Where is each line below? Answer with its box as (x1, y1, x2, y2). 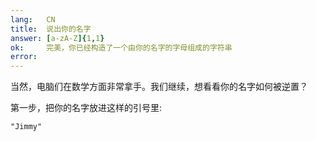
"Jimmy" (10, 122, 43, 132)
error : (10, 52, 38, 62)
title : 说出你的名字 (10, 24, 92, 34)
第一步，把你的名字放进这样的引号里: (10, 102, 163, 114)
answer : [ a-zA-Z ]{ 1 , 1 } (10, 33, 105, 43)
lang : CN (10, 14, 56, 25)
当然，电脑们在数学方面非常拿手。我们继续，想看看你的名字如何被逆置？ (10, 81, 308, 93)
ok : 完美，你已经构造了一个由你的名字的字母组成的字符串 (10, 42, 233, 53)
